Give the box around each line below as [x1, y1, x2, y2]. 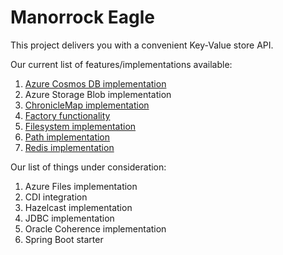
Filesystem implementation [24, 120, 137, 132]
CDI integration [24, 191, 88, 203]
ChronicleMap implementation [24, 99, 150, 111]
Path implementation [24, 131, 111, 143]
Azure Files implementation [24, 180, 138, 192]
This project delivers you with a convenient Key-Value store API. [10, 39, 274, 51]
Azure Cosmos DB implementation [24, 77, 167, 90]
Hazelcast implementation [24, 201, 133, 213]
